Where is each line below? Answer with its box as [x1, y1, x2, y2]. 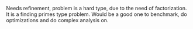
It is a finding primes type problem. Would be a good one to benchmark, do [6, 11, 187, 18]
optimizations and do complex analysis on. [6, 17, 109, 23]
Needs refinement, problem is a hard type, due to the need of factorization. [6, 5, 187, 11]
